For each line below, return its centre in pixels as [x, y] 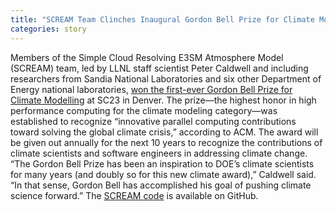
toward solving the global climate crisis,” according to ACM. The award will [164, 132]
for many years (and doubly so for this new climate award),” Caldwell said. [163, 174]
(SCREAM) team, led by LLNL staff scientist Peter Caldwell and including [159, 68]
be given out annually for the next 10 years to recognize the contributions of [166, 142]
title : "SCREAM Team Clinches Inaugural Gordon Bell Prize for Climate [162, 19]
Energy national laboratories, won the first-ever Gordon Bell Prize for [151, 89]
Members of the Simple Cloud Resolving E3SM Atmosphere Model [147, 57]
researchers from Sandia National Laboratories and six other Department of [166, 78]
